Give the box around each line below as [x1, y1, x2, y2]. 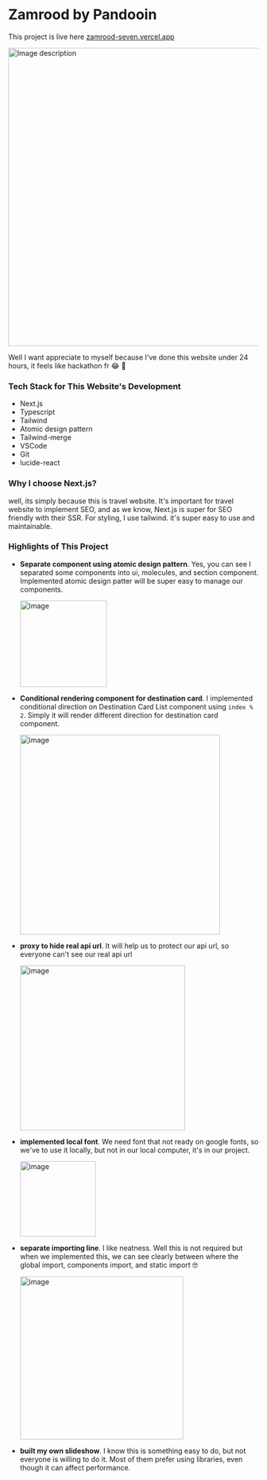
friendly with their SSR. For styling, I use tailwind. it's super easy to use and [8, 513, 255, 522]
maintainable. [8, 521, 52, 530]
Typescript [19, 407, 56, 417]
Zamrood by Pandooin [8, 6, 157, 24]
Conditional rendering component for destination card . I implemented [19, 693, 253, 703]
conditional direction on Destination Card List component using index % [19, 701, 253, 711]
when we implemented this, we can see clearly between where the [19, 1251, 239, 1261]
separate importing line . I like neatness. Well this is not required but [19, 1243, 243, 1253]
